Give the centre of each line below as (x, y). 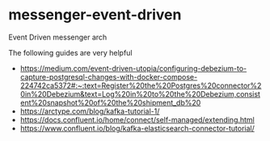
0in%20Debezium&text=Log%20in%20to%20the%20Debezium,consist (140, 93)
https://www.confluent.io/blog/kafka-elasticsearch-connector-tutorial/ (137, 128)
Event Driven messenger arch (58, 37)
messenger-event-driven (95, 15)
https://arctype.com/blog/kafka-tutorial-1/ (90, 111)
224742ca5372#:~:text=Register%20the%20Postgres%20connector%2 (141, 85)
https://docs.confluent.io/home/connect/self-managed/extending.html (137, 119)
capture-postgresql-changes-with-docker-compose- (109, 77)
